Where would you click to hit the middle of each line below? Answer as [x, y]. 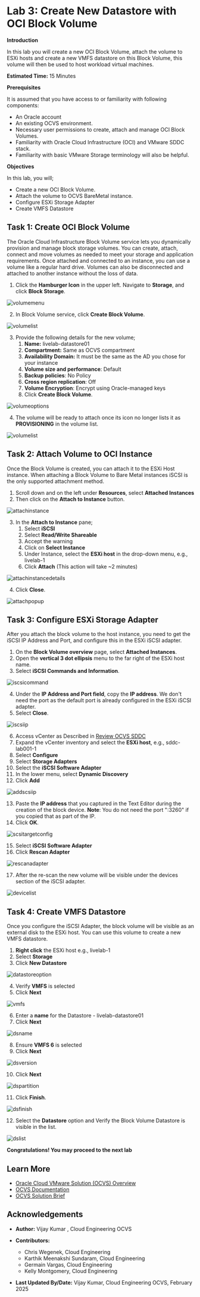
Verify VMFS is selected [45, 986]
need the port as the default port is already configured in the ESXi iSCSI [103, 700]
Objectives [21, 166]
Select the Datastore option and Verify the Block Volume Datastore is [100, 1121]
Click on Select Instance [55, 547]
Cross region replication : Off [60, 381]
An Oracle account [38, 117]
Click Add [28, 781]
